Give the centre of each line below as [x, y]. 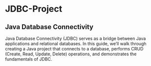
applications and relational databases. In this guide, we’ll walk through [76, 44]
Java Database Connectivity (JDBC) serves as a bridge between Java [75, 38]
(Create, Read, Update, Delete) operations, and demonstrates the [71, 54]
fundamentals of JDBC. [29, 59]
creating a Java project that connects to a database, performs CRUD [74, 49]
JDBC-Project [34, 9]
